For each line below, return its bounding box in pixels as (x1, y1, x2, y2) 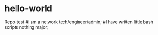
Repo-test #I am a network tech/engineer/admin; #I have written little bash (4, 19, 154, 25)
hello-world (4, 3, 53, 14)
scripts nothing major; (4, 24, 48, 30)
